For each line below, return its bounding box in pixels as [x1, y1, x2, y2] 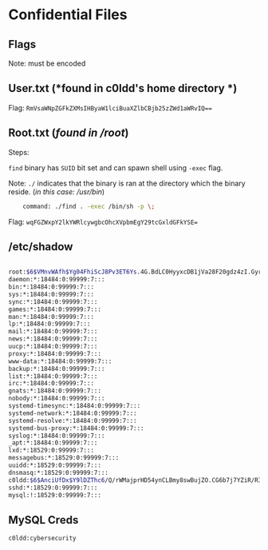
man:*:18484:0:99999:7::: [8, 313, 94, 321]
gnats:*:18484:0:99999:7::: [8, 387, 102, 395]
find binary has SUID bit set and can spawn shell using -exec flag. [8, 162, 223, 173]
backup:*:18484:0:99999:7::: [8, 365, 105, 373]
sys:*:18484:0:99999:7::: [8, 290, 94, 298]
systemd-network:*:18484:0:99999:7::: [8, 409, 137, 417]
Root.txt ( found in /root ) [8, 126, 129, 140]
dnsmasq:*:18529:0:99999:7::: [8, 468, 109, 476]
